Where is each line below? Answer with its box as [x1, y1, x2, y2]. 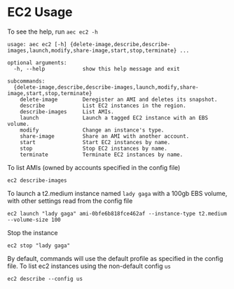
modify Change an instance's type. [20, 127, 165, 134]
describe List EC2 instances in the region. [20, 102, 187, 109]
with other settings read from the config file [7, 197, 133, 205]
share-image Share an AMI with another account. [20, 132, 190, 140]
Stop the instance [7, 228, 58, 237]
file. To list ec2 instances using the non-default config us [7, 262, 172, 270]
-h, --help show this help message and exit [13, 65, 180, 72]
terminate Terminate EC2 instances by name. [20, 151, 184, 158]
